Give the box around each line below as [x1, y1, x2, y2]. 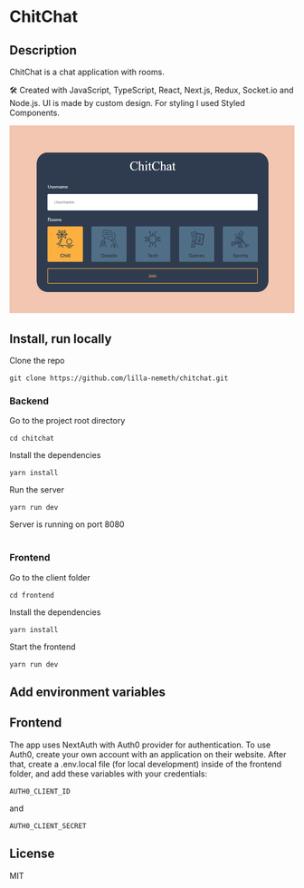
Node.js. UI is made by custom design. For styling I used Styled [9, 98, 246, 108]
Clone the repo [9, 355, 65, 366]
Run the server [9, 484, 65, 495]
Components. [9, 107, 61, 118]
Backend [9, 395, 50, 407]
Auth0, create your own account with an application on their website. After [9, 748, 287, 759]
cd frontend [9, 590, 54, 600]
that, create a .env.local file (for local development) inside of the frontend [9, 758, 282, 769]
